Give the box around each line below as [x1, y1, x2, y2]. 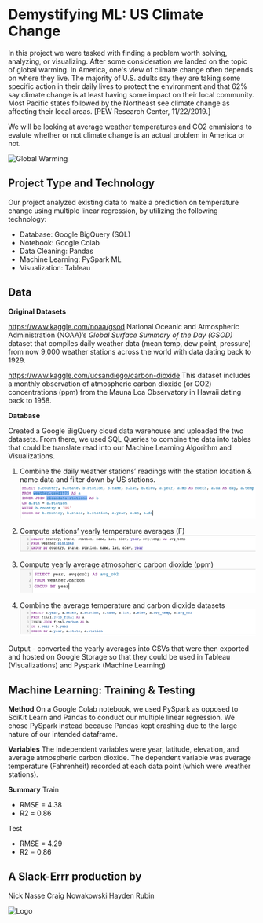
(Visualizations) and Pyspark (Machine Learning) [8, 660, 166, 670]
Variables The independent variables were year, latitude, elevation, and [8, 745, 239, 754]
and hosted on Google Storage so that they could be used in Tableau [8, 653, 231, 662]
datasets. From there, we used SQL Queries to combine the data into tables [8, 434, 251, 443]
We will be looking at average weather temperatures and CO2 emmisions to [8, 122, 253, 131]
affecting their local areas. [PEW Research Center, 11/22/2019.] [8, 106, 211, 116]
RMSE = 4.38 [19, 800, 63, 809]
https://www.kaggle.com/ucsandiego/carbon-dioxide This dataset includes [8, 370, 251, 380]
